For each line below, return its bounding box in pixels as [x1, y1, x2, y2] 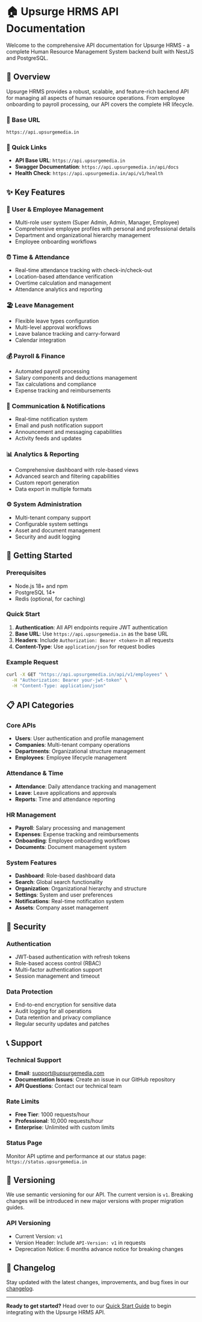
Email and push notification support [14, 422, 103, 429]
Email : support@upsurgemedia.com [14, 1069, 105, 1076]
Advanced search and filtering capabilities [14, 472, 120, 480]
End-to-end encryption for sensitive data [14, 1001, 117, 1008]
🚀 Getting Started [6, 551, 73, 561]
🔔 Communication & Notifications [6, 401, 106, 410]
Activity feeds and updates [14, 434, 82, 442]
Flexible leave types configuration [14, 317, 99, 324]
